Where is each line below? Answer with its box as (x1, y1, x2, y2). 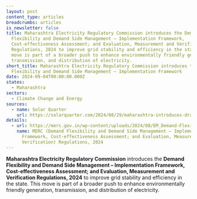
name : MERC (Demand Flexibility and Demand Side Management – (16, 128, 172, 135)
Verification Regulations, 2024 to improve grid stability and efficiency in (6, 174, 182, 181)
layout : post (6, 8, 38, 15)
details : (6, 118, 28, 123)
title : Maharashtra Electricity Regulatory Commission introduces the (6, 30, 182, 36)
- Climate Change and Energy (11, 95, 83, 101)
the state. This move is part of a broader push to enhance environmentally (6, 180, 185, 187)
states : (6, 80, 25, 85)
